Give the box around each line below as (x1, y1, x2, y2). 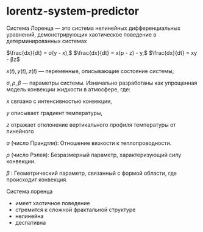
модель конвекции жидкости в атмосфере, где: (6, 85, 131, 93)
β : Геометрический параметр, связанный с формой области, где (6, 169, 177, 177)
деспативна (15, 219, 46, 226)
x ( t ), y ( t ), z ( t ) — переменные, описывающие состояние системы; (6, 67, 174, 74)
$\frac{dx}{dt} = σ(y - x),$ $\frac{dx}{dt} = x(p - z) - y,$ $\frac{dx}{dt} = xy (6, 49, 198, 56)
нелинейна (15, 212, 44, 220)
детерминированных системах (6, 37, 87, 44)
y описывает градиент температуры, (6, 109, 102, 116)
